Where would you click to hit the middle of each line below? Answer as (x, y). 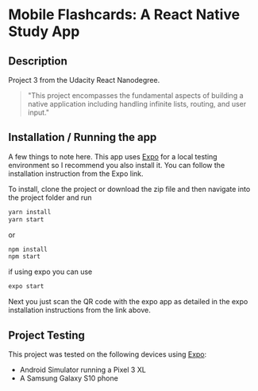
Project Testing (47, 335)
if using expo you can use (50, 272)
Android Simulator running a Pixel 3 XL (83, 369)
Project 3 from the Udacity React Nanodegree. (84, 80)
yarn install (30, 212)
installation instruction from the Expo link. (76, 174)
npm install (28, 249)
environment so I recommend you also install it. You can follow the (117, 165)
